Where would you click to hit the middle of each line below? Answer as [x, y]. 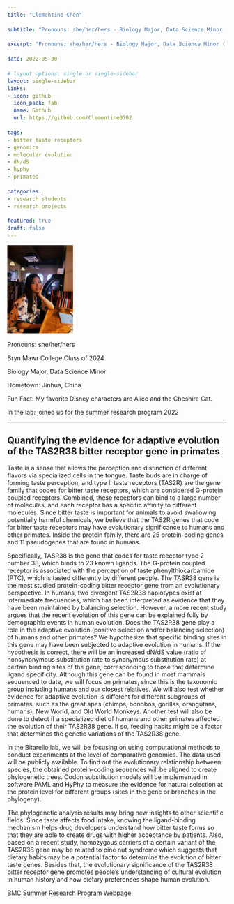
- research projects [37, 206]
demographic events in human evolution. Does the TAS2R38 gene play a [111, 623]
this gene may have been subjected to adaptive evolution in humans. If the [114, 645]
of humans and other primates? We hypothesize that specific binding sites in [117, 637]
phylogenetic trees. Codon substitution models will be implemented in [107, 777]
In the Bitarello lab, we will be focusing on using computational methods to [114, 748]
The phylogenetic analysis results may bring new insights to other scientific [116, 813]
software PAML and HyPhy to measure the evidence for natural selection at [115, 785]
